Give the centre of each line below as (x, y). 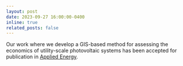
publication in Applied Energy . (42, 57)
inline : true (22, 22)
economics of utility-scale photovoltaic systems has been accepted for (91, 51)
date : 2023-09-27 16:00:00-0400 (45, 17)
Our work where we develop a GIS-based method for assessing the (87, 44)
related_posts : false (32, 28)
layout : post (22, 11)
